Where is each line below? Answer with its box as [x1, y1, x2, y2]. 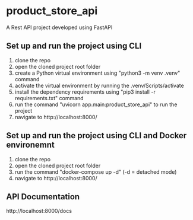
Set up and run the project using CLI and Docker [6, 130, 187, 141]
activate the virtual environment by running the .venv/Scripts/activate [14, 82, 184, 89]
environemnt [6, 140, 55, 150]
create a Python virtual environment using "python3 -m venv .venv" [14, 69, 181, 76]
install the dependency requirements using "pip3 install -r [14, 88, 156, 95]
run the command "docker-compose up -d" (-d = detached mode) [14, 168, 177, 176]
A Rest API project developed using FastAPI [6, 24, 113, 31]
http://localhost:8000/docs [6, 208, 72, 215]
